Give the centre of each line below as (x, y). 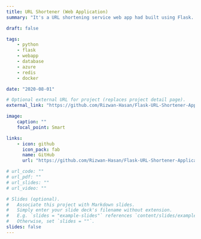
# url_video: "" (26, 188)
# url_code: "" (25, 172)
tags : (13, 39)
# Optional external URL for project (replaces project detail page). (96, 100)
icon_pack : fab (41, 150)
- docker (28, 78)
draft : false (22, 28)
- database (31, 61)
